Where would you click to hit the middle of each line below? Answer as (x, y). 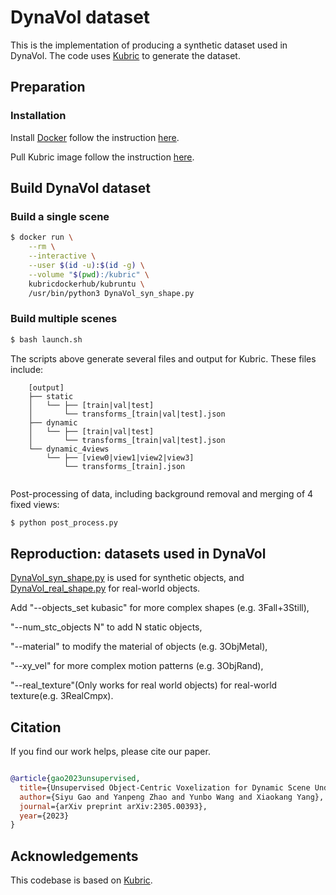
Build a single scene (60, 216)
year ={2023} (44, 816)
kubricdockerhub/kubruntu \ (86, 284)
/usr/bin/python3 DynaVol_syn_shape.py (111, 293)
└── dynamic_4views (69, 449)
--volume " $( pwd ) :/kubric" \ (89, 274)
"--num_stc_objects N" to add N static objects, (106, 627)
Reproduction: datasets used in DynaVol (138, 553)
